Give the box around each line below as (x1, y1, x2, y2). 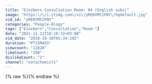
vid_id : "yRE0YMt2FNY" (5, 17, 54, 22)
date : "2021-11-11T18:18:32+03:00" (5, 31, 81, 36)
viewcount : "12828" (5, 45, 47, 50)
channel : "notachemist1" (5, 60, 58, 65)
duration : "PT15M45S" (5, 41, 52, 46)
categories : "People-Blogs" (5, 21, 66, 27)
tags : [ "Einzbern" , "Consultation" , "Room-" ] (5, 26, 100, 32)
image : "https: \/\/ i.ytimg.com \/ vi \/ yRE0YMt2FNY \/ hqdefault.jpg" (5, 12, 147, 17)
